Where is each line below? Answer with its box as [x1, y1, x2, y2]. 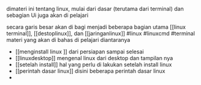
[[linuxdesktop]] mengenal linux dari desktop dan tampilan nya [15, 55, 173, 61]
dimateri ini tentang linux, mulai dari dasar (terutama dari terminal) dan [6, 5, 184, 12]
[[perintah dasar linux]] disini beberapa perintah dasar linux [15, 67, 165, 75]
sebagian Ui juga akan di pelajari [6, 12, 89, 19]
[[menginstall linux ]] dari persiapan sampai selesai [15, 48, 144, 55]
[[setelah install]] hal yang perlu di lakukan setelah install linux [15, 61, 172, 68]
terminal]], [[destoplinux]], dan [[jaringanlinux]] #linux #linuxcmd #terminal [6, 30, 195, 37]
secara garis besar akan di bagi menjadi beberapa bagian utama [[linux [6, 24, 186, 30]
